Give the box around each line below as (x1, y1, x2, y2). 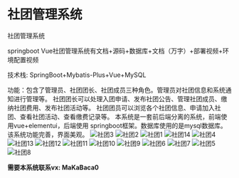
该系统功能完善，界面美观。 (7, 130, 89, 139)
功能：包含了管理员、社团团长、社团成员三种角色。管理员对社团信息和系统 (7, 85, 225, 94)
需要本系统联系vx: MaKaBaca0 (7, 163, 100, 172)
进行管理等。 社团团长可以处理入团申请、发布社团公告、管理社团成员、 (13, 94, 221, 103)
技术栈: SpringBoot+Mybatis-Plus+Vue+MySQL (7, 70, 147, 79)
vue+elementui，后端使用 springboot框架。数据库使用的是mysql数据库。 (13, 121, 228, 130)
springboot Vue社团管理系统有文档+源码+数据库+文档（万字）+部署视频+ (7, 46, 223, 55)
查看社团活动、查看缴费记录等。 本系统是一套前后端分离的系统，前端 (19, 112, 221, 121)
